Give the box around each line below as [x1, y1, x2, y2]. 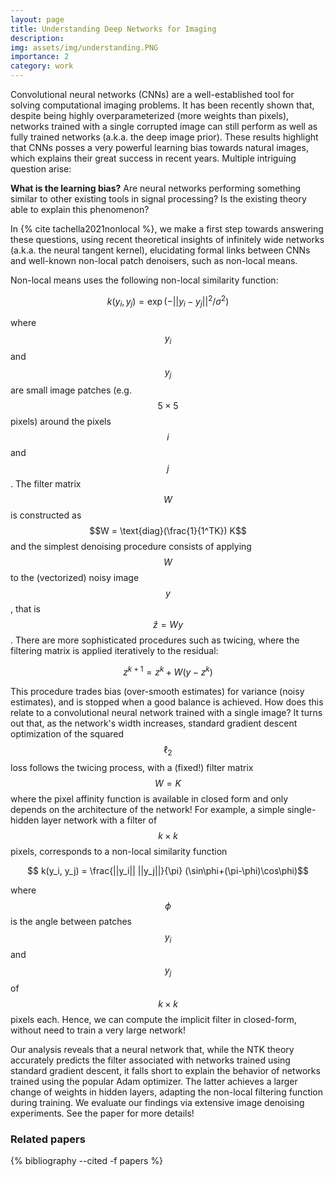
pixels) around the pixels [10, 416, 112, 428]
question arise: [10, 163, 72, 175]
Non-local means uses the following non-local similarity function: [10, 274, 279, 286]
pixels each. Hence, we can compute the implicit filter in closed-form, [10, 1014, 297, 1026]
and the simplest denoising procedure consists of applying [10, 541, 252, 553]
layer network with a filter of [41, 814, 158, 826]
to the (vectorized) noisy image [10, 572, 140, 584]
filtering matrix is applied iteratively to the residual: [10, 645, 219, 657]
